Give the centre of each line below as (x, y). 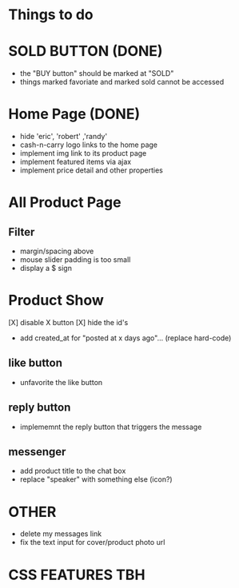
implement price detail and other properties (92, 170)
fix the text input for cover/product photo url (92, 542)
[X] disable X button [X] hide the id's (68, 322)
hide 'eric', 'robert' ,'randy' (64, 137)
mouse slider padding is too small (75, 260)
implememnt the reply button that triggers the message (111, 427)
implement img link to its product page (83, 153)
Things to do (51, 15)
